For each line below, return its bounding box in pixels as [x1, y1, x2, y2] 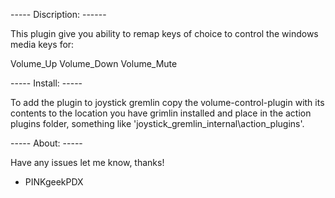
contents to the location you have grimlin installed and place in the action [10, 107, 312, 119]
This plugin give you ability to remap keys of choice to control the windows [10, 28, 319, 39]
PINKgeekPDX [24, 176, 84, 188]
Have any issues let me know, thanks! [10, 157, 165, 168]
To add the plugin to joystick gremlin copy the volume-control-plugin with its [10, 97, 325, 108]
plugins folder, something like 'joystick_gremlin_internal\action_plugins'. [10, 118, 305, 129]
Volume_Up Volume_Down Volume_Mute [10, 58, 178, 69]
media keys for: [10, 39, 75, 50]
